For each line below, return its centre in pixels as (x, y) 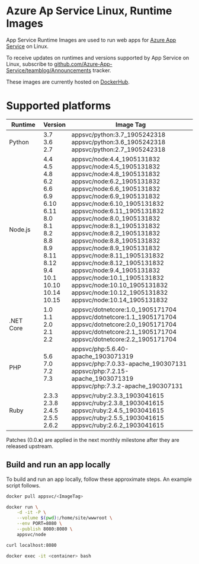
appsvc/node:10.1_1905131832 (118, 278)
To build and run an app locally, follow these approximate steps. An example (99, 479)
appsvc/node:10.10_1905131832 (120, 285)
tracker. (102, 70)
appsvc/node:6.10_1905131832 (118, 203)
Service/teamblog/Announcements (49, 70)
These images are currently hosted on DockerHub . (68, 82)
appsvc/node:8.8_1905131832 (116, 240)
